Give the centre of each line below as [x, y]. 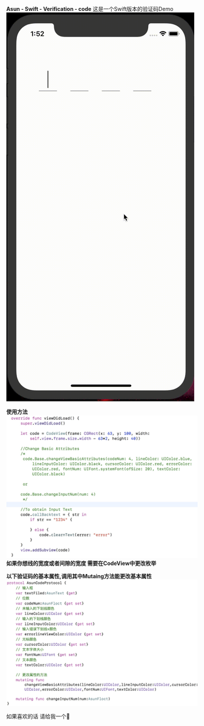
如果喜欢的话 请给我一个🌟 [38, 716]
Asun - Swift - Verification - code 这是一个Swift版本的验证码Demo [90, 9]
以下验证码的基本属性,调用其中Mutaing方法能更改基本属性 [79, 577]
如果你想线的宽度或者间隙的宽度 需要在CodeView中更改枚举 [81, 563]
